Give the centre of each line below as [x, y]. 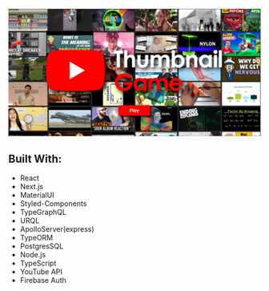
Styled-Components [53, 204]
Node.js [33, 255]
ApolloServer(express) [57, 229]
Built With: [35, 158]
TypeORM [36, 238]
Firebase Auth [43, 281]
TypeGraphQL [43, 212]
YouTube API [41, 272]
